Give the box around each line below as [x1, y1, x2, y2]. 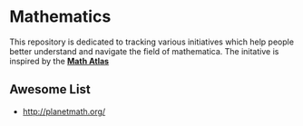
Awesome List [9, 82, 91, 97]
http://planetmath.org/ [22, 106, 106, 117]
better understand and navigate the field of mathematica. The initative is [9, 45, 279, 56]
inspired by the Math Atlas [9, 55, 110, 66]
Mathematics [9, 6, 112, 27]
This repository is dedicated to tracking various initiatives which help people [9, 36, 295, 47]
